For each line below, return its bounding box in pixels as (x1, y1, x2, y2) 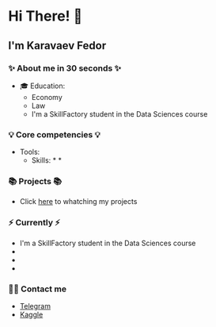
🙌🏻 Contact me (8, 283, 67, 294)
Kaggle (19, 310, 44, 320)
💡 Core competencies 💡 (8, 129, 101, 140)
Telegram (19, 302, 51, 311)
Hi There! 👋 (8, 7, 83, 25)
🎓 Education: (19, 81, 66, 90)
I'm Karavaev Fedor (8, 39, 107, 52)
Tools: (19, 147, 40, 157)
